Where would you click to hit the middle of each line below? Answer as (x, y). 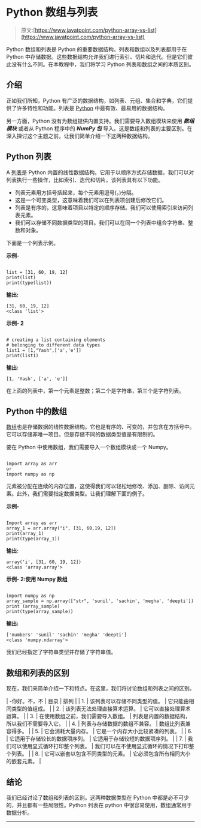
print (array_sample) (33, 606)
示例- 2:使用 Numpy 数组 (37, 579)
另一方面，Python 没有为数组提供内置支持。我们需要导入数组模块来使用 (94, 121)
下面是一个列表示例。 (32, 243)
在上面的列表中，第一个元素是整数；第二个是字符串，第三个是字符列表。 (95, 390)
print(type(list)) (29, 283)
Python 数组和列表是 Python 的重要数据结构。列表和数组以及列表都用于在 (97, 49)
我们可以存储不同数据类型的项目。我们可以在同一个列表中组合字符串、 (101, 222)
